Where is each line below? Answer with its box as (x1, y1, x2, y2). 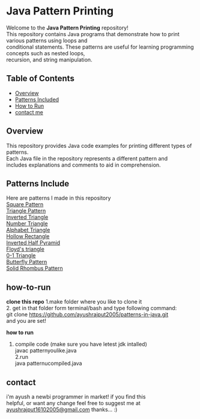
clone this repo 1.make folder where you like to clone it (6, 298, 142, 305)
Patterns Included (14, 96, 59, 103)
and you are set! (6, 317, 47, 325)
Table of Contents (6, 73, 75, 84)
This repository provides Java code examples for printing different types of (6, 142, 192, 149)
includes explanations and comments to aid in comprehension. (6, 161, 161, 168)
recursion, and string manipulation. (6, 56, 92, 63)
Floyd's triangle (6, 245, 45, 253)
